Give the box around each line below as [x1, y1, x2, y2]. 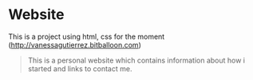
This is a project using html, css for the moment [8, 32, 165, 41]
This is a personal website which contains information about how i [27, 55, 246, 65]
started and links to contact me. [27, 63, 132, 73]
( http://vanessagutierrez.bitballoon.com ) [8, 40, 141, 49]
